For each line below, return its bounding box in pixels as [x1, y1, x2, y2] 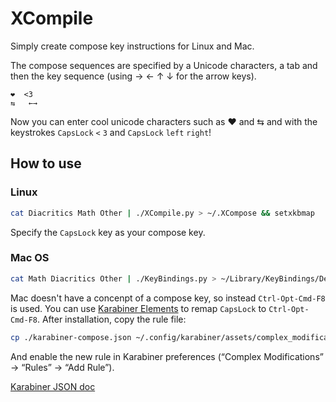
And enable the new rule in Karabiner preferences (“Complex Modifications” [10, 350, 324, 362]
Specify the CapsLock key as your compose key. [10, 226, 206, 238]
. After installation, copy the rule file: [36, 313, 187, 325]
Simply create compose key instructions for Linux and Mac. [10, 40, 255, 52]
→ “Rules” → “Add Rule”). [10, 361, 115, 373]
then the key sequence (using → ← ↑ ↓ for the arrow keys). [10, 70, 257, 82]
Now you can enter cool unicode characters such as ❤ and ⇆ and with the [10, 115, 318, 127]
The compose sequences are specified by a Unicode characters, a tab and [10, 59, 318, 71]
